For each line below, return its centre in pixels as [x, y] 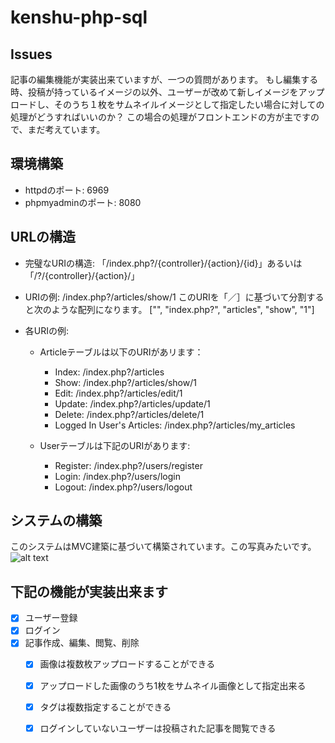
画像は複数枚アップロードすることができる [127, 664]
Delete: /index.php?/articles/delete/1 [129, 414]
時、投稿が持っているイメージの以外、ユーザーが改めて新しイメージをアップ [167, 92]
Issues [31, 54]
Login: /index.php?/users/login [117, 476]
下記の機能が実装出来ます [89, 591]
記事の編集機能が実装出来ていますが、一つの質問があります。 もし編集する [164, 79]
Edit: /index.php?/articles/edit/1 [118, 393]
